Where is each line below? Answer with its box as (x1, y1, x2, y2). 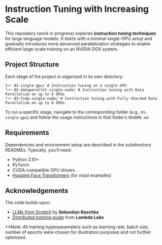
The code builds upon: (5, 200, 51, 205)
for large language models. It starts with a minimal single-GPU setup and (5, 36, 153, 41)
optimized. (5, 235, 27, 241)
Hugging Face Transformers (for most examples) (12, 172, 112, 178)
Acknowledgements (5, 186, 68, 195)
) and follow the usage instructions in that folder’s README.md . (27, 114, 150, 120)
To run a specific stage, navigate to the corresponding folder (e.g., (5, 109, 140, 115)
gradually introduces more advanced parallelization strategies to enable (5, 41, 151, 46)
